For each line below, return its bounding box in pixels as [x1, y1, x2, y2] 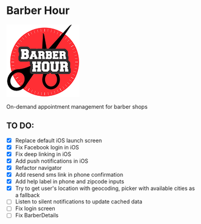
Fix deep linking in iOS [15, 150, 72, 158]
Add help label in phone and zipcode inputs [15, 178, 125, 185]
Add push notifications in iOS [15, 157, 88, 165]
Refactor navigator [15, 165, 62, 171]
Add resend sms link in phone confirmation [15, 171, 124, 178]
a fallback [15, 192, 40, 199]
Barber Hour [6, 4, 70, 18]
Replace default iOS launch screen [15, 137, 102, 144]
